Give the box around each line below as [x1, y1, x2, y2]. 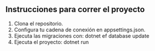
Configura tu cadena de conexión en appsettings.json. [14, 26, 146, 33]
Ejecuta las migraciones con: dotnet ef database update [14, 32, 150, 39]
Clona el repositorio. [14, 20, 63, 27]
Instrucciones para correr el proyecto [5, 5, 145, 14]
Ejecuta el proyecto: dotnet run [14, 38, 89, 45]
